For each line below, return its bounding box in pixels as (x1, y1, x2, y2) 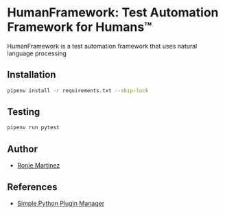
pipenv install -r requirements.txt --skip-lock (7, 87, 149, 94)
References (7, 181, 58, 193)
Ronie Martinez (16, 161, 60, 170)
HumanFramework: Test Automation (7, 5, 219, 21)
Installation (7, 69, 56, 81)
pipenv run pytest (7, 124, 60, 131)
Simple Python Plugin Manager (16, 199, 105, 207)
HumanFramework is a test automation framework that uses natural (7, 42, 198, 50)
